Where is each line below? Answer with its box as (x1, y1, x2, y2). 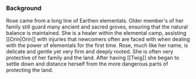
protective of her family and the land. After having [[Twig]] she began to (6, 54, 180, 62)
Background (6, 4, 42, 12)
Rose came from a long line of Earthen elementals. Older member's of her (6, 17, 184, 24)
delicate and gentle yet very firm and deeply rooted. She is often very (6, 48, 174, 55)
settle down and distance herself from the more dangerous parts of (6, 60, 169, 67)
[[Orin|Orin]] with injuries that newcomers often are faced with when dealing (6, 36, 190, 43)
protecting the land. (6, 67, 54, 74)
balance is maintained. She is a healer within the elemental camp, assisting (6, 30, 187, 37)
